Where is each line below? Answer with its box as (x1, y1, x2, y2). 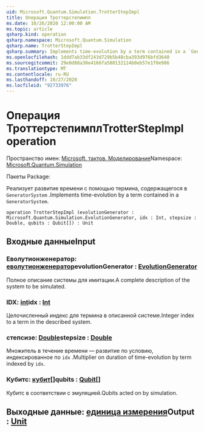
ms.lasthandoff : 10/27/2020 (6, 77, 78, 83)
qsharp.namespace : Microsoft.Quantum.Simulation (6, 37, 132, 43)
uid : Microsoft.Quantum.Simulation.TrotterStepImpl (6, 9, 140, 15)
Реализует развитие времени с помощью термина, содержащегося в (6, 184, 188, 192)
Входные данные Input (6, 237, 96, 247)
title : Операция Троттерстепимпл (6, 15, 91, 21)
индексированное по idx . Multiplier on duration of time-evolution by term (6, 354, 192, 361)
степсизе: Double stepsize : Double (6, 333, 112, 341)
